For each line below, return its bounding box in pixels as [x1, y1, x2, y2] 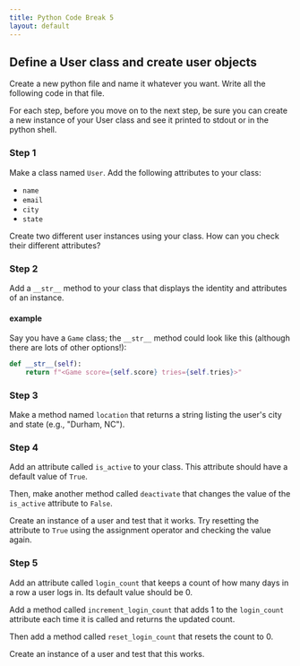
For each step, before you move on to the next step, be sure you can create [9, 105, 288, 117]
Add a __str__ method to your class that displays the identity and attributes [9, 282, 287, 293]
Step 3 [9, 389, 39, 402]
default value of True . [9, 471, 88, 482]
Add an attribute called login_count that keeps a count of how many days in [9, 577, 289, 588]
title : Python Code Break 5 [9, 13, 115, 22]
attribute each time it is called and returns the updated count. [9, 613, 236, 624]
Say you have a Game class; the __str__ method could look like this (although [9, 333, 291, 343]
